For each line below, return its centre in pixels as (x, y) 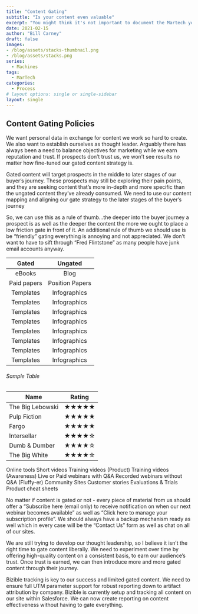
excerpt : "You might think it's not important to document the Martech (96, 22)
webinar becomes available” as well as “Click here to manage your (87, 512)
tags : (13, 72)
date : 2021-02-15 (27, 28)
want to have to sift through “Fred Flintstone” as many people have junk (93, 243)
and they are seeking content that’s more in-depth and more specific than (95, 187)
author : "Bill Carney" (34, 34)
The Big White (29, 455)
